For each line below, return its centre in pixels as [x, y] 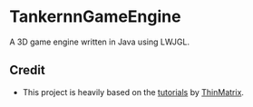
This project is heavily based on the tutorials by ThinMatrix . [133, 92]
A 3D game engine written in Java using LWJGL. [100, 42]
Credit [27, 70]
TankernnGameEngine [95, 17]
